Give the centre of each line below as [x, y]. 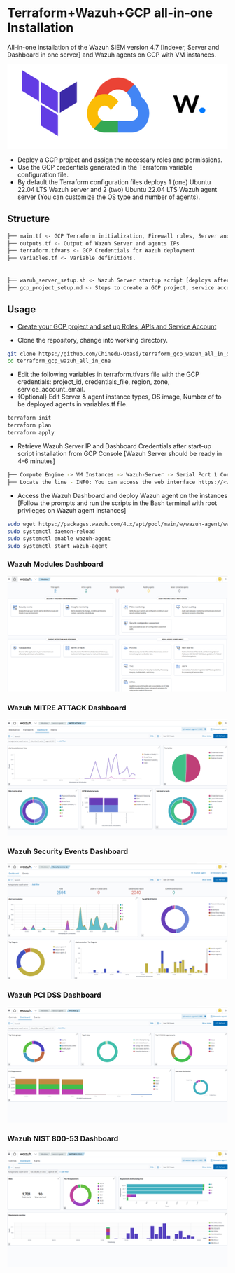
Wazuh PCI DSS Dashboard [54, 995]
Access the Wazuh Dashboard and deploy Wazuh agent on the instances [122, 495]
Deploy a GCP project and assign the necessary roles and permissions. [120, 160]
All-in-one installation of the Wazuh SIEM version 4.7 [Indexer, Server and [113, 47]
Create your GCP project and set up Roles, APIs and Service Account [117, 326]
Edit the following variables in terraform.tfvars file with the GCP [108, 374]
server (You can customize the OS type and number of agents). [109, 197]
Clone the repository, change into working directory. [92, 340]
